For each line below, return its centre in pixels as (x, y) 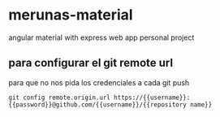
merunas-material (71, 15)
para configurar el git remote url (91, 63)
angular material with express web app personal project (101, 37)
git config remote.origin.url (60, 97)
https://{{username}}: (152, 97)
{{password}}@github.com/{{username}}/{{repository (97, 104)
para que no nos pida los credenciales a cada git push (99, 82)
